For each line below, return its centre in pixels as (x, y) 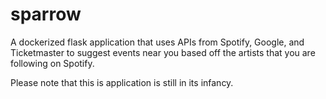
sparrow (46, 14)
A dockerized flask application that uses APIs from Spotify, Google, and (157, 42)
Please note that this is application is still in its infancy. (122, 82)
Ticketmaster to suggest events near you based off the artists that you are (163, 52)
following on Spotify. (52, 63)
